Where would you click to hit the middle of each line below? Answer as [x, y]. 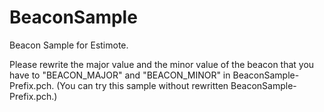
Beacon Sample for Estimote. [69, 45]
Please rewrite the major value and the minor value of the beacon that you [162, 64]
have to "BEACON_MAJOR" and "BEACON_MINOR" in [120, 75]
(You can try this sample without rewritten [142, 85]
